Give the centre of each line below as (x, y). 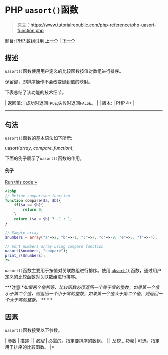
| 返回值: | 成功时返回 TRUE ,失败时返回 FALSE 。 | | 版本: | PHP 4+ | (70, 103)
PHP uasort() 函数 (42, 10)
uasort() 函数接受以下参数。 (34, 330)
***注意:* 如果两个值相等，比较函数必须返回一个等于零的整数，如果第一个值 (82, 287)
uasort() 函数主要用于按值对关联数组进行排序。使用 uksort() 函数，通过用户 (83, 271)
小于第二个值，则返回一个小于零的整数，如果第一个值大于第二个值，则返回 (82, 294)
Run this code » (21, 182)
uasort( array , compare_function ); (39, 148)
